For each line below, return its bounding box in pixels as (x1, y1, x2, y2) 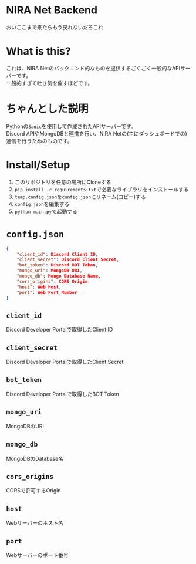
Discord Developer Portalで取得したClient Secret (6, 359, 124, 366)
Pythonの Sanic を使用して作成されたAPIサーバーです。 (6, 123, 136, 130)
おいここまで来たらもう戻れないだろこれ (6, 23, 104, 31)
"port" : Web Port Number (16, 289, 77, 295)
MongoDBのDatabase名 (6, 455, 64, 462)
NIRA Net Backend (6, 4, 98, 17)
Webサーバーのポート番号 (6, 551, 69, 558)
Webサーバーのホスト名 (6, 519, 63, 526)
